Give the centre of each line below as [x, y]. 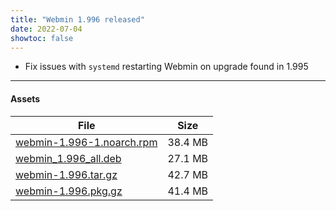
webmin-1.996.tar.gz [66, 174]
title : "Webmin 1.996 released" [77, 19]
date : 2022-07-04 [46, 29]
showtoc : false [42, 38]
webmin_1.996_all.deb [68, 158]
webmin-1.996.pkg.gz [69, 191]
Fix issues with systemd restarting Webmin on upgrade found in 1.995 [166, 67]
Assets [25, 98]
